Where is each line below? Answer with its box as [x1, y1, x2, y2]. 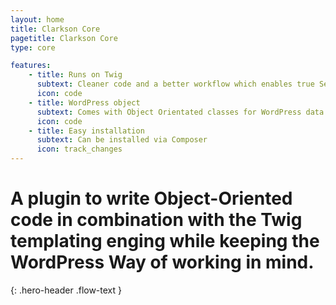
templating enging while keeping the [10, 230, 320, 253]
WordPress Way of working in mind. [10, 251, 315, 274]
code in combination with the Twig [10, 209, 303, 231]
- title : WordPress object [28, 97, 141, 108]
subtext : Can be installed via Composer [36, 135, 208, 145]
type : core [10, 42, 56, 53]
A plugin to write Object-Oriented [10, 187, 293, 210]
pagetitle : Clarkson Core [10, 33, 118, 43]
